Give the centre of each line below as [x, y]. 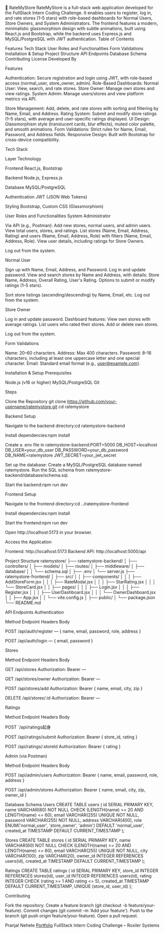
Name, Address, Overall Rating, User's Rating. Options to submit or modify [80, 280]
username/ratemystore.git [31, 407]
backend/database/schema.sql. [37, 475]
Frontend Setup [21, 494]
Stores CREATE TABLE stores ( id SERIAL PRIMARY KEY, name [68, 840]
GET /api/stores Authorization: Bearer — [46, 669]
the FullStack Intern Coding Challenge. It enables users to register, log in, [79, 13]
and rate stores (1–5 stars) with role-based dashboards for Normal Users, [79, 18]
